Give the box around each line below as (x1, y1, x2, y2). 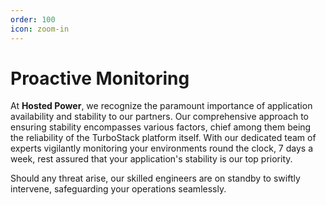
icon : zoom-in (10, 24, 70, 34)
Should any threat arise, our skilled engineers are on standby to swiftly (10, 172, 301, 185)
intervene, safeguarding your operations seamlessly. (10, 183, 227, 195)
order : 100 (10, 14, 56, 25)
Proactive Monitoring (10, 67, 190, 90)
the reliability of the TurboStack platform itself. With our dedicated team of (10, 132, 317, 144)
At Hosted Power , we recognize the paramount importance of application (10, 100, 313, 112)
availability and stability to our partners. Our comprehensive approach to (10, 111, 309, 123)
